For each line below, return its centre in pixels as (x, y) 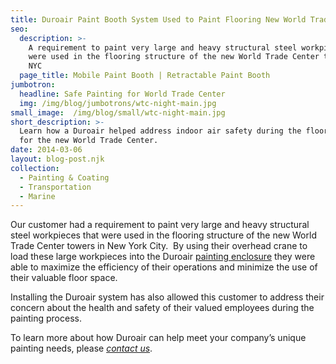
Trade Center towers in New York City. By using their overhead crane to (159, 246)
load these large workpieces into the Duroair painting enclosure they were (163, 257)
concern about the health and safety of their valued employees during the (162, 308)
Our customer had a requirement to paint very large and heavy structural (160, 225)
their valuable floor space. (64, 278)
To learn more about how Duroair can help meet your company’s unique (158, 338)
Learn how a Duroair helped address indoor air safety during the (160, 131)
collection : (35, 168)
